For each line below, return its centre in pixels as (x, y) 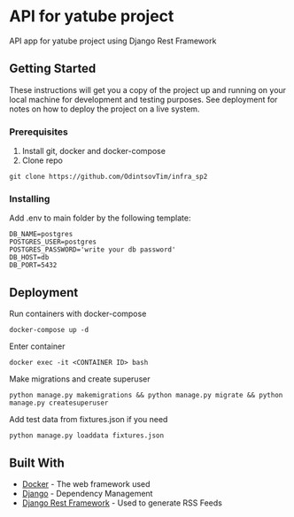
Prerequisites (39, 132)
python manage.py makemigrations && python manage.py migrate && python (146, 396)
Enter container (37, 346)
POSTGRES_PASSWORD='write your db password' (93, 250)
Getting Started (53, 69)
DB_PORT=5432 (33, 266)
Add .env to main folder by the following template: (100, 218)
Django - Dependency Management (87, 493)
